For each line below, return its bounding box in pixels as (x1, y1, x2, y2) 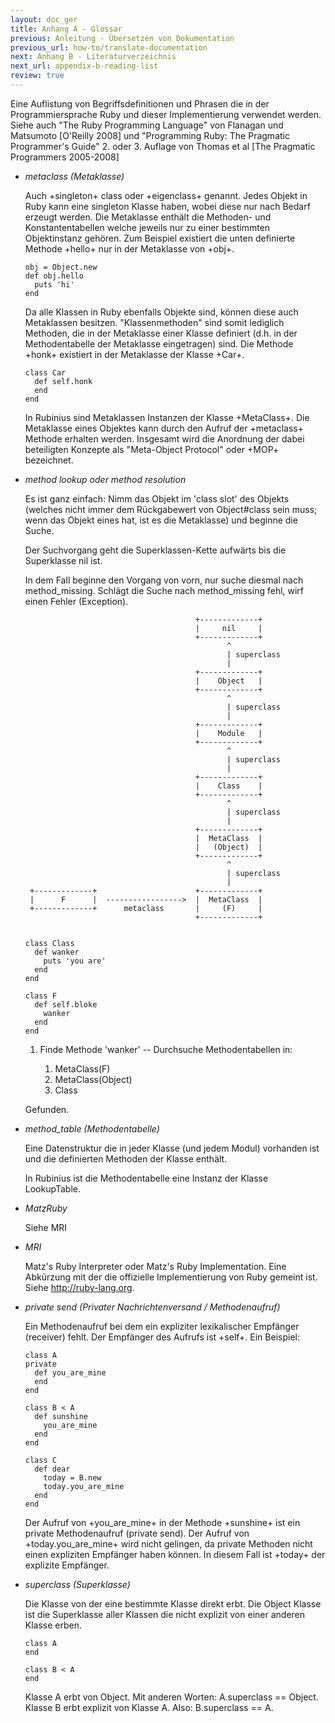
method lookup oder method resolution (24, 473, 187, 485)
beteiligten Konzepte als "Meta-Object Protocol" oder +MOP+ (24, 443, 280, 455)
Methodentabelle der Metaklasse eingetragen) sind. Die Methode (24, 337, 294, 350)
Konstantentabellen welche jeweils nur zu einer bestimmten (24, 221, 271, 233)
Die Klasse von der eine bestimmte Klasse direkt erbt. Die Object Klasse (24, 1597, 322, 1610)
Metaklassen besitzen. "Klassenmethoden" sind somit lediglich (24, 316, 285, 328)
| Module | (194, 728, 263, 738)
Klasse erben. (24, 1619, 83, 1631)
